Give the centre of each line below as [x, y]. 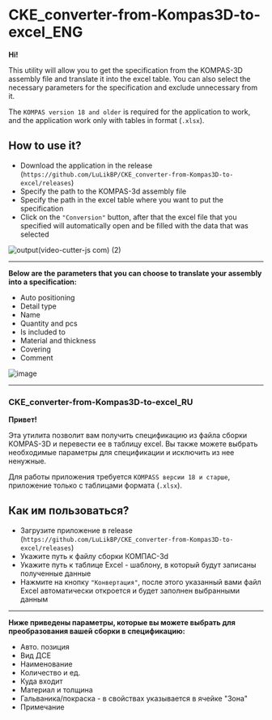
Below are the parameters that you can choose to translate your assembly [135, 273]
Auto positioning [47, 297]
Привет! [23, 420]
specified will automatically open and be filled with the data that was [134, 225]
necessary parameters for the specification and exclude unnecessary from [133, 87]
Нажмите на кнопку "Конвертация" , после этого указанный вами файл [140, 582]
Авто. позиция [45, 646]
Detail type [38, 306]
